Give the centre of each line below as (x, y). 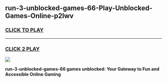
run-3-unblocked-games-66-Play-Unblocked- (79, 8)
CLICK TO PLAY (24, 30)
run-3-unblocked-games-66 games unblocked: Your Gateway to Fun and (82, 69)
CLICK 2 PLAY (22, 49)
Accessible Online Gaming (33, 74)
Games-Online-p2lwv (39, 16)
